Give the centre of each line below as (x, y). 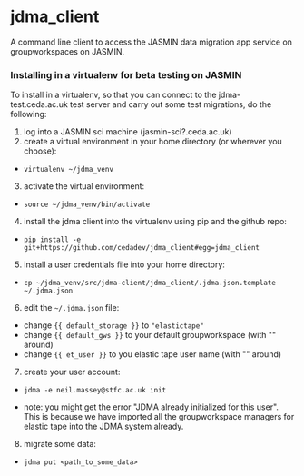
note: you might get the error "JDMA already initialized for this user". (151, 407)
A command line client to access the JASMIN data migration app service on (152, 42)
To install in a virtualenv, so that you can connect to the (113, 95)
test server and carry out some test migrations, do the (171, 104)
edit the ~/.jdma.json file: (71, 308)
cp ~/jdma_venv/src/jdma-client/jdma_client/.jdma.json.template (149, 283)
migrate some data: (59, 444)
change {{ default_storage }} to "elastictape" (114, 325)
